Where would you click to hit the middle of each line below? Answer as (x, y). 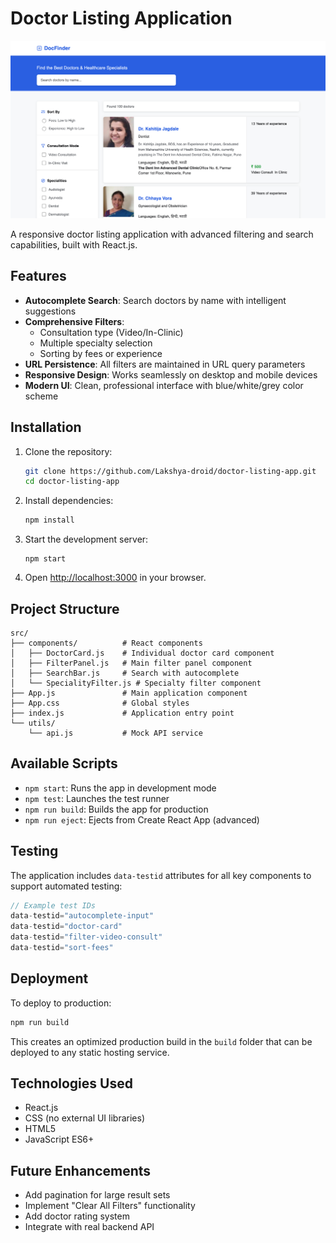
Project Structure (65, 608)
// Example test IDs (53, 905)
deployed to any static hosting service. (90, 1052)
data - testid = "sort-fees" (62, 948)
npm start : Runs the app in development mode (120, 788)
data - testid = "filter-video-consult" (86, 937)
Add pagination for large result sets (97, 1195)
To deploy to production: (61, 1003)
